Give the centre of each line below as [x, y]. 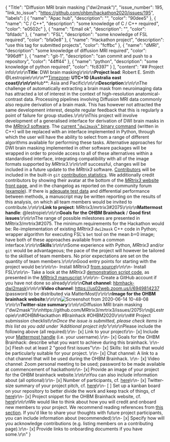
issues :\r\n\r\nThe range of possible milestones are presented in [73, 218]
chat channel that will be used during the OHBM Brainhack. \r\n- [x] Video [82, 359]
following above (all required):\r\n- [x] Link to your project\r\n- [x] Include [82, 332]
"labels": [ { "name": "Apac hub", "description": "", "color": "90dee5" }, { [81, 18]
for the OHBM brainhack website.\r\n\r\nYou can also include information [81, 375]
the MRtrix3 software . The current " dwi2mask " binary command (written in [82, 126]
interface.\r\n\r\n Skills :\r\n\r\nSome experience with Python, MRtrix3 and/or [84, 245]
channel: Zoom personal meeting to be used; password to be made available [85, 364]
